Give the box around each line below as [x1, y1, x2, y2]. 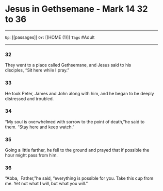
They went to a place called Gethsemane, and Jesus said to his [5, 62, 131, 68]
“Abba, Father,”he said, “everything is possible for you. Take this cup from [5, 175, 154, 181]
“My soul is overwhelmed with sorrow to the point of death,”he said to [5, 119, 145, 124]
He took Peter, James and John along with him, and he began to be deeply [5, 90, 154, 96]
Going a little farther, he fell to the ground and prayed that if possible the [5, 147, 149, 153]
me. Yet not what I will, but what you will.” [5, 181, 88, 187]
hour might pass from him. [5, 152, 58, 158]
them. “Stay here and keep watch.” [5, 124, 75, 130]
